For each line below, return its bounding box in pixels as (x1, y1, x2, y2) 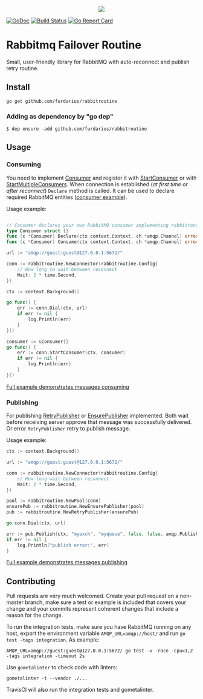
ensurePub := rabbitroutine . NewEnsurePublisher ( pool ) (6, 504, 145, 510)
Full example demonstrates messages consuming (6, 383, 130, 390)
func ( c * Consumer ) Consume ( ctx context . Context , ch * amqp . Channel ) (6, 239, 182, 245)
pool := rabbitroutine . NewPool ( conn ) (6, 498, 101, 504)
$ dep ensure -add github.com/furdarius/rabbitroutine (6, 126, 147, 132)
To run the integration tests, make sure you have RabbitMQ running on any (6, 623, 192, 631)
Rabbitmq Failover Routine (6, 38, 142, 52)
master (6, 599, 24, 606)
